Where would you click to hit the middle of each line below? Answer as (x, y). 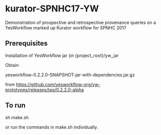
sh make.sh (17, 117)
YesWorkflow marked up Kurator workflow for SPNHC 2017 (66, 27)
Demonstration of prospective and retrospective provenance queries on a (80, 22)
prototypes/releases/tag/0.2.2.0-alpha (45, 90)
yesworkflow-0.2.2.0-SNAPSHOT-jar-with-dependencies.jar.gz (70, 75)
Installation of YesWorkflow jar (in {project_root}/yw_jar (62, 55)
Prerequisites (26, 44)
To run (15, 105)
